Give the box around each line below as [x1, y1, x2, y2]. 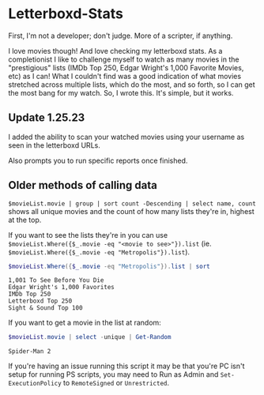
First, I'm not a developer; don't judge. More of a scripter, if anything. [8, 31, 233, 40]
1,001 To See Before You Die [8, 276, 104, 284]
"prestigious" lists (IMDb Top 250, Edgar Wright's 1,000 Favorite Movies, [8, 62, 244, 72]
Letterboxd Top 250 [8, 297, 73, 305]
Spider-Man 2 [8, 348, 51, 355]
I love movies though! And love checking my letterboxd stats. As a [8, 46, 223, 55]
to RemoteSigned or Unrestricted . [62, 378, 170, 388]
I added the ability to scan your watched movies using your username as [8, 132, 245, 141]
